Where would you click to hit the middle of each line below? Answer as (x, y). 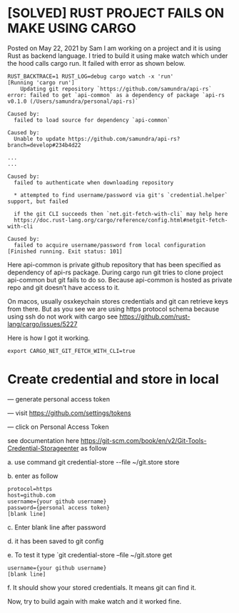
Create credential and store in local (113, 379)
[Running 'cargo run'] (41, 83)
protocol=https (30, 489)
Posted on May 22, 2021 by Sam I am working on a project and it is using (114, 48)
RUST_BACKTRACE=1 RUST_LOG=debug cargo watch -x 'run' (91, 76)
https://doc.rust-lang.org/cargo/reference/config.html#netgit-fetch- (121, 220)
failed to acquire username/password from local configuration (110, 245)
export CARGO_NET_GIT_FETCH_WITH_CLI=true (71, 351)
